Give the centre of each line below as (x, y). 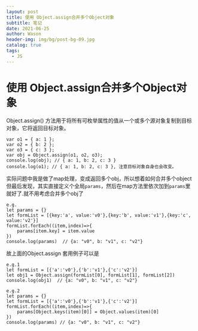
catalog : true (24, 45)
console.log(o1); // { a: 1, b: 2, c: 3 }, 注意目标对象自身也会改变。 (92, 166)
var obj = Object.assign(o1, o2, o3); (54, 155)
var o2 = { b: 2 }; (31, 144)
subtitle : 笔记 (24, 23)
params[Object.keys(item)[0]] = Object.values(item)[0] (88, 312)
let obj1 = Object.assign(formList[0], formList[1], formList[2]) (91, 275)
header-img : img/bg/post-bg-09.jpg (51, 40)
